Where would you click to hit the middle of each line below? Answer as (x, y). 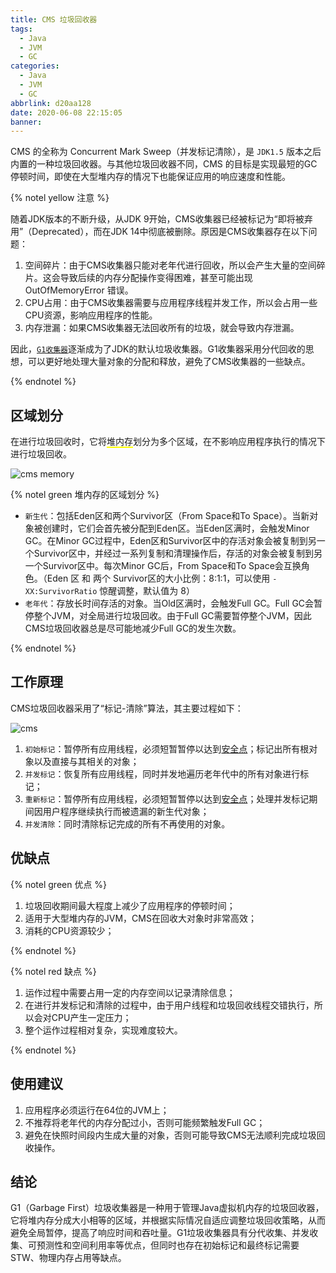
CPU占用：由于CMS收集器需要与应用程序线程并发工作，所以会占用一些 (171, 303)
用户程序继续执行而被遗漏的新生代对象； (126, 811)
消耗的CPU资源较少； (69, 930)
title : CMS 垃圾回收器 (54, 19)
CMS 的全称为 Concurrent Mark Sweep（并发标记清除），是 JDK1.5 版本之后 (166, 152)
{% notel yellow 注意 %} (60, 198)
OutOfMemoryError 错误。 (79, 290)
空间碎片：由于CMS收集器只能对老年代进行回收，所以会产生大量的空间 (170, 265)
